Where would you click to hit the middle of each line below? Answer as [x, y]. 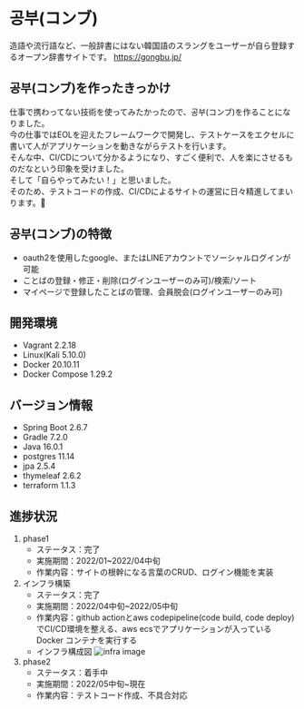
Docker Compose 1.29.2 [68, 374]
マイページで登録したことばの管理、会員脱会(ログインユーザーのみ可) [152, 291]
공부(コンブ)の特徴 [60, 234]
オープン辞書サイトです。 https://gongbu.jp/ [99, 56]
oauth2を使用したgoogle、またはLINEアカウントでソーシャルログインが [157, 257]
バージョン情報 [51, 405]
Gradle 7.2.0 [45, 438]
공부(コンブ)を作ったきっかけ [90, 89]
